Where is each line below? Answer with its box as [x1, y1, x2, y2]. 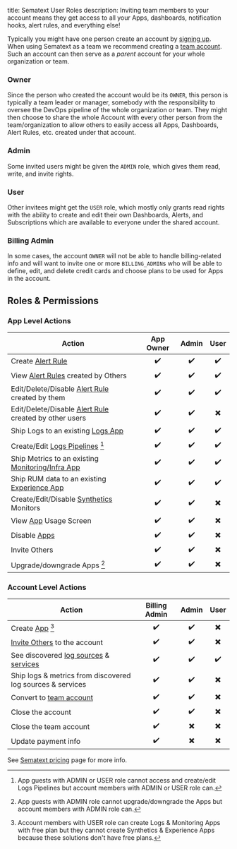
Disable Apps [11, 531, 55, 541]
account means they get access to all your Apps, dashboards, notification [7, 13, 221, 22]
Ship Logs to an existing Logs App [11, 426, 124, 436]
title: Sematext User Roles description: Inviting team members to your [7, 6, 209, 14]
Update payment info [11, 736, 81, 746]
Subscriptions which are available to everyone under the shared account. [7, 218, 220, 227]
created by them [11, 392, 66, 402]
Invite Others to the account [11, 637, 104, 647]
